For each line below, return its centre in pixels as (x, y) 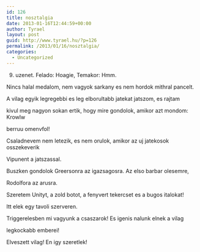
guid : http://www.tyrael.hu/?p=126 (52, 40)
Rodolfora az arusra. (32, 183)
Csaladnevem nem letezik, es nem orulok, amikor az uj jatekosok (88, 141)
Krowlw (16, 117)
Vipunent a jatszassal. (34, 159)
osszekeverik (23, 147)
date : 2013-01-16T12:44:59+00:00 (49, 23)
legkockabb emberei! (33, 230)
